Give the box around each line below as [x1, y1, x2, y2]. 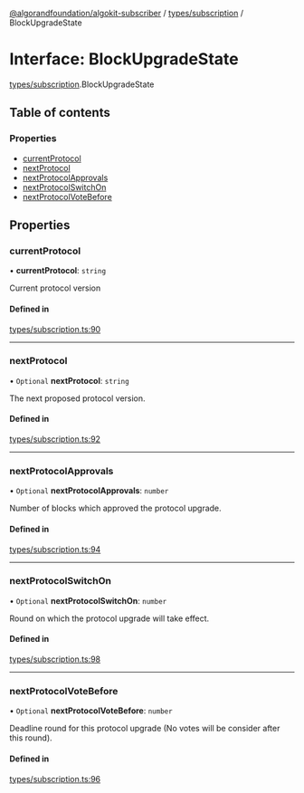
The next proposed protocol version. [9, 393, 147, 404]
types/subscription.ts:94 [9, 543, 101, 555]
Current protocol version [9, 282, 101, 293]
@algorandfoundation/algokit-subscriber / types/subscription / [9, 8, 244, 18]
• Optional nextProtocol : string [9, 375, 129, 386]
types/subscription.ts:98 [9, 654, 101, 664]
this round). [9, 732, 52, 743]
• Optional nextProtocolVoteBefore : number [9, 705, 174, 716]
